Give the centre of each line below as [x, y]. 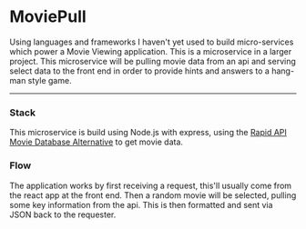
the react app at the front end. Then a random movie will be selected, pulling [153, 195]
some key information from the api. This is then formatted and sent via [141, 204]
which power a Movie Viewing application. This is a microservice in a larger [151, 51]
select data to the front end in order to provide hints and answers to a [140, 71]
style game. [50, 80]
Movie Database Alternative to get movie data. [97, 142]
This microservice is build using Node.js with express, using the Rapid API [148, 133]
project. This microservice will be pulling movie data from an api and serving [153, 61]
